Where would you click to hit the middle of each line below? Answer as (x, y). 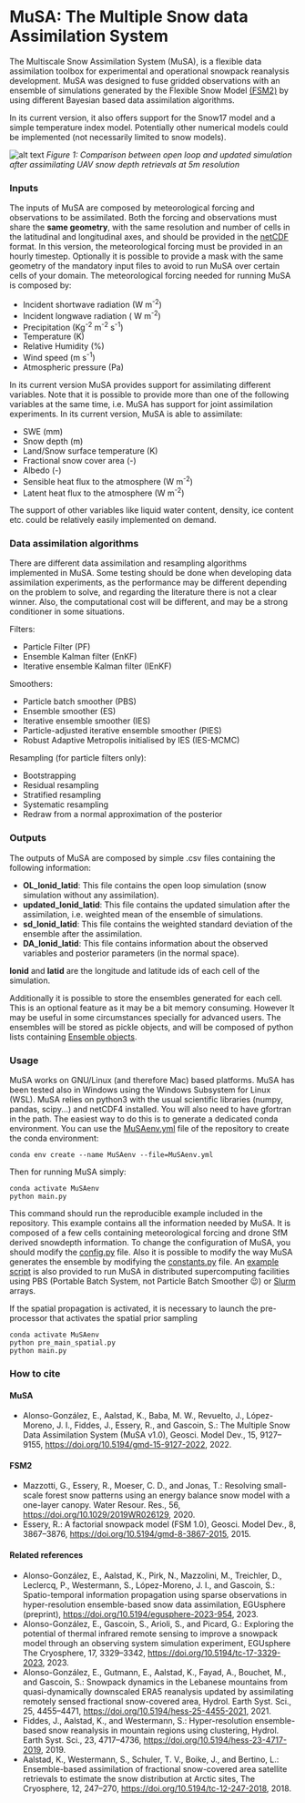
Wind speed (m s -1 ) (59, 357)
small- (275, 1486)
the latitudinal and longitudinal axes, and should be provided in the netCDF (149, 237)
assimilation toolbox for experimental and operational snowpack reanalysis (149, 71)
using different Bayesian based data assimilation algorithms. (122, 100)
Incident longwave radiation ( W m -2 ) (91, 314)
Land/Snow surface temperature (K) (90, 451)
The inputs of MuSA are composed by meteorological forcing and (132, 208)
